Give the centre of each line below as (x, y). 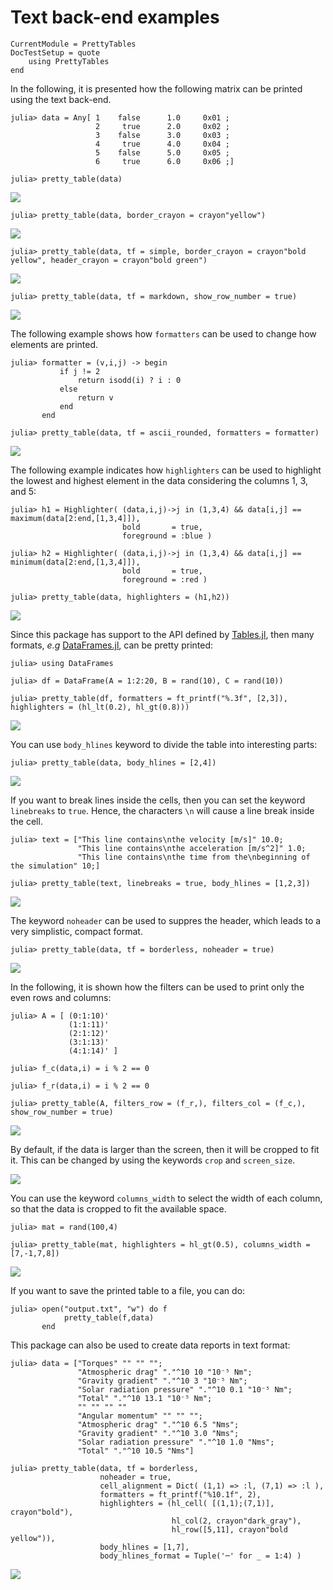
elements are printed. (54, 344)
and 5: (23, 491)
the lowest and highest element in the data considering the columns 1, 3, (159, 480)
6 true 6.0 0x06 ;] (165, 161)
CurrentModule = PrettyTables (73, 44)
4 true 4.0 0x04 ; (162, 144)
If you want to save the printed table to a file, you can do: (128, 1290)
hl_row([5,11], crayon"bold (229, 1529)
